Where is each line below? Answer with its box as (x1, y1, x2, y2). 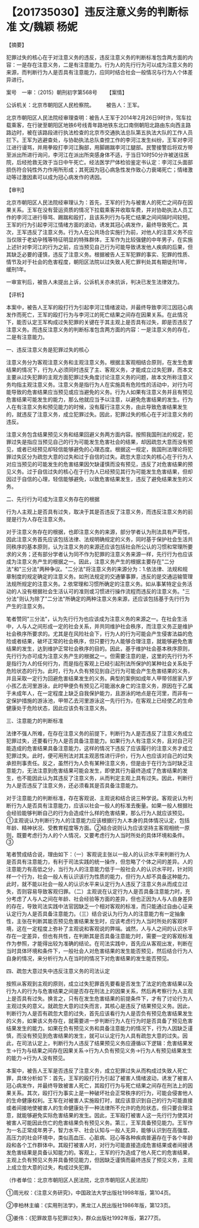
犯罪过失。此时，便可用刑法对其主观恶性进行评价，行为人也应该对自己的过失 (6, 752, 193, 759)
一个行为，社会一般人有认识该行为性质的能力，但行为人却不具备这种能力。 (11, 873, 193, 880)
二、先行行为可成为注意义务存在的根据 (6, 495, 99, 503)
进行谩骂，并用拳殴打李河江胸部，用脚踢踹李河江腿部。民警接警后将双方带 (11, 143, 193, 151)
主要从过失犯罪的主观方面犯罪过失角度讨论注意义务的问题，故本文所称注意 (6, 373, 188, 381)
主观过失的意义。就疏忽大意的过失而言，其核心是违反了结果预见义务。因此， (6, 1002, 193, 1009)
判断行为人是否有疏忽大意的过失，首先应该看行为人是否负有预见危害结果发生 (6, 1010, 193, 1017)
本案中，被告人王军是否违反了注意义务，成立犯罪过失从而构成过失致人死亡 (6, 1067, 188, 1074)
